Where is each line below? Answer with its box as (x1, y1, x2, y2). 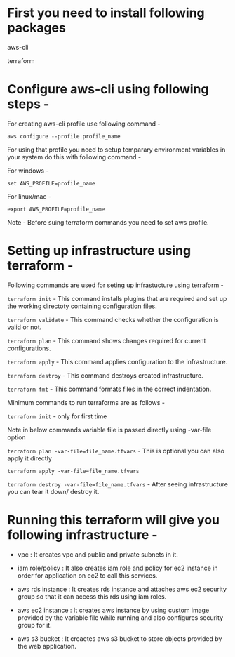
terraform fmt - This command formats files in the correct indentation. (7, 385, 212, 393)
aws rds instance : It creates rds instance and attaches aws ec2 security (17, 585, 227, 593)
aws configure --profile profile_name (7, 133, 121, 140)
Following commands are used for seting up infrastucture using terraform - (7, 281, 224, 289)
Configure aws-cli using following (7, 81, 209, 98)
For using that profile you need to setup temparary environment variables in (7, 145, 226, 154)
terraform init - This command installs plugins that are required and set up (7, 294, 227, 303)
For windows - (7, 166, 49, 175)
